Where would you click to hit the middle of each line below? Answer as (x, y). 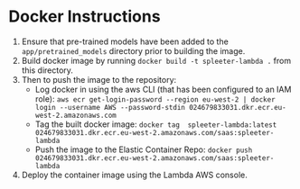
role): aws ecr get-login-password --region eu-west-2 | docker (155, 99)
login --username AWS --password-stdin (110, 107)
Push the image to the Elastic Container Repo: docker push (144, 149)
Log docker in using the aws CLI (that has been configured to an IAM (163, 89)
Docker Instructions (84, 17)
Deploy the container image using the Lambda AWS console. (134, 175)
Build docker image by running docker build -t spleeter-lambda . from (156, 60)
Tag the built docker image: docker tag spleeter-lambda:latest (156, 124)
